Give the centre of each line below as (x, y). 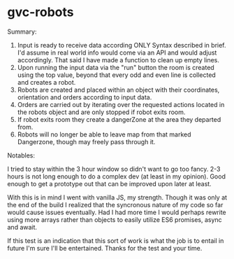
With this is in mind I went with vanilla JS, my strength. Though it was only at (117, 197)
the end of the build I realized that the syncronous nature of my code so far (115, 204)
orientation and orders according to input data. (85, 97)
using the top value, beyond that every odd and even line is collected (117, 75)
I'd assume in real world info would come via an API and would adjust (117, 52)
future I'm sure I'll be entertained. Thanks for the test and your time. (105, 248)
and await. (22, 227)
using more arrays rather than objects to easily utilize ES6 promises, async (115, 219)
